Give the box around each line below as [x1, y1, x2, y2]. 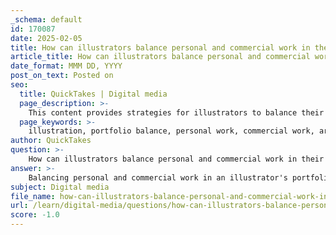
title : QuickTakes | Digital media [19, 89, 168, 99]
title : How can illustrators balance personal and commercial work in [10, 42, 311, 53]
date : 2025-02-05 [10, 33, 83, 43]
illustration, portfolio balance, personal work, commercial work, [28, 126, 315, 136]
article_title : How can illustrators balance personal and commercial [10, 52, 311, 62]
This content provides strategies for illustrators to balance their [28, 107, 325, 118]
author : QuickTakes [10, 136, 92, 146]
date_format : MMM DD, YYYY [10, 61, 123, 71]
